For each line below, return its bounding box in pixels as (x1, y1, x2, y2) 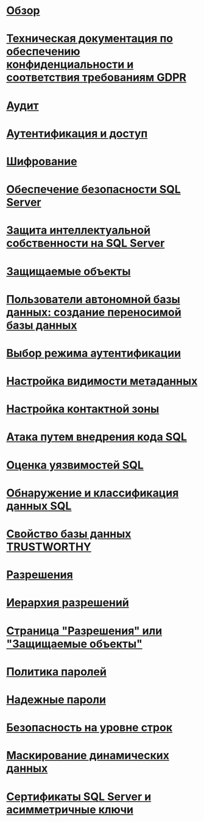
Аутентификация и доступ (6, 127, 148, 141)
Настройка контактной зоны (6, 402, 160, 416)
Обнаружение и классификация (6, 486, 179, 500)
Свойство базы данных (6, 527, 132, 541)
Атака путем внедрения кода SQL (6, 430, 188, 444)
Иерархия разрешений (6, 596, 129, 610)
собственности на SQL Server (6, 237, 165, 251)
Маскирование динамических (6, 749, 169, 763)
